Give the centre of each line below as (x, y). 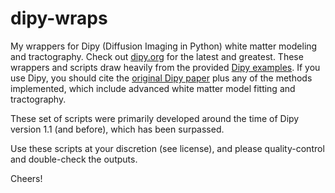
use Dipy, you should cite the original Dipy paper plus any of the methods (161, 78)
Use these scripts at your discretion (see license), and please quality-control (167, 148)
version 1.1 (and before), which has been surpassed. (117, 129)
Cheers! (26, 178)
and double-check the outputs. (74, 159)
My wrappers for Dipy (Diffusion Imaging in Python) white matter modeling (164, 46)
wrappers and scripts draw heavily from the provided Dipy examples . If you (165, 67)
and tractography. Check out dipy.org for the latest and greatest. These (157, 56)
